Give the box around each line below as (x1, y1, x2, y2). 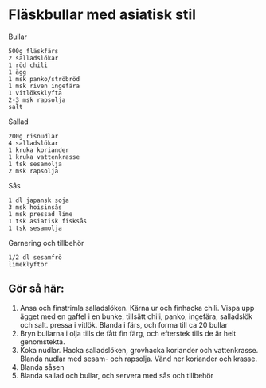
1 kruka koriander (8, 145, 69, 154)
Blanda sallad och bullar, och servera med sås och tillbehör (19, 371, 213, 380)
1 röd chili (8, 61, 48, 69)
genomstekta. (19, 336, 65, 347)
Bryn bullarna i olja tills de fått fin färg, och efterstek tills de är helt (19, 328, 237, 338)
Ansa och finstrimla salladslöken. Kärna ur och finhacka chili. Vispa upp (19, 303, 255, 312)
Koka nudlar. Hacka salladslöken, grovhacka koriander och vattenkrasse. (19, 345, 259, 355)
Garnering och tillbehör (8, 238, 84, 247)
